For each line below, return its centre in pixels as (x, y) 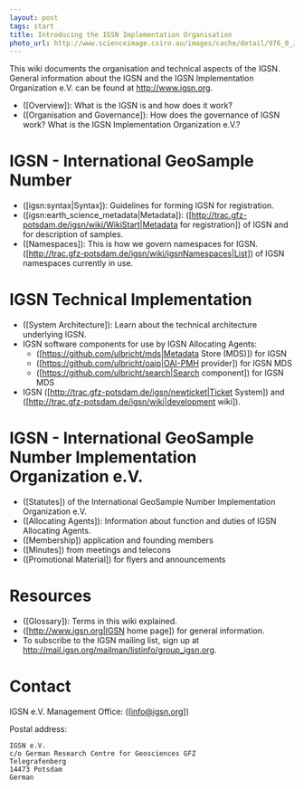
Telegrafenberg (38, 761)
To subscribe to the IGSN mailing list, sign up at (111, 640)
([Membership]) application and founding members (118, 540)
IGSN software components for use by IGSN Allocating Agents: (140, 344)
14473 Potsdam (36, 769)
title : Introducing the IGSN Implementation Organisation (121, 34)
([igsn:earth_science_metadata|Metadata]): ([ (107, 215)
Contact (40, 686)
